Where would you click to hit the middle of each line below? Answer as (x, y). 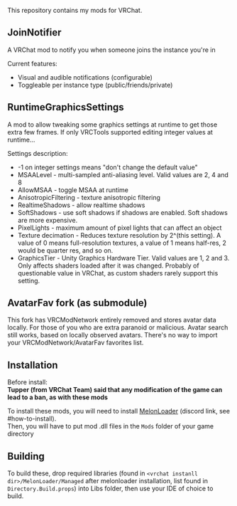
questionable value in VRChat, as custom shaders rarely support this (118, 273)
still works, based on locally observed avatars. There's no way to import (112, 335)
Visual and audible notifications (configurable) (85, 77)
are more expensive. (48, 220)
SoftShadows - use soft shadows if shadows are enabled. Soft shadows (123, 212)
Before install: (28, 382)
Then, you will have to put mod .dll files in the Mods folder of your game (111, 426)
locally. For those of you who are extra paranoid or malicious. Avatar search (118, 327)
